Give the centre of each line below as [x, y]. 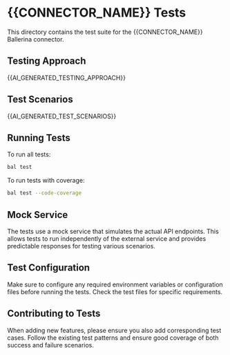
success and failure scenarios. [51, 345]
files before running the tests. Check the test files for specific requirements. [115, 291]
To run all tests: [29, 154]
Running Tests [39, 137]
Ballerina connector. [36, 39]
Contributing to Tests [54, 314]
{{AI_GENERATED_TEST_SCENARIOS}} [62, 116]
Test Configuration [49, 268]
